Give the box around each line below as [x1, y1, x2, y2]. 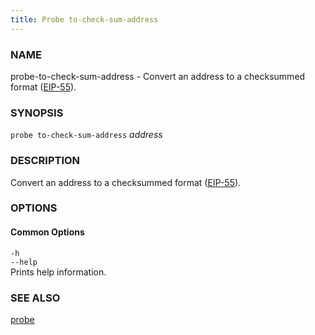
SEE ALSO [10, 291, 61, 305]
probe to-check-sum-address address [10, 129, 163, 141]
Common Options [10, 226, 85, 238]
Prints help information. [10, 266, 107, 278]
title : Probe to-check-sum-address [10, 14, 159, 25]
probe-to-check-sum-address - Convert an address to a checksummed [10, 70, 306, 82]
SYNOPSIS [10, 106, 64, 120]
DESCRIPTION [10, 154, 81, 168]
